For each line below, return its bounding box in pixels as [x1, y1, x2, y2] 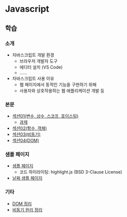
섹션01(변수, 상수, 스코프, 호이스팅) [12, 113, 79, 119]
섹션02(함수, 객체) [12, 126, 47, 131]
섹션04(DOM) [12, 138, 40, 144]
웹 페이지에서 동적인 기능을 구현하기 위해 [19, 82, 97, 87]
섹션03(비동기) [12, 131, 41, 137]
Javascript [5, 3, 50, 15]
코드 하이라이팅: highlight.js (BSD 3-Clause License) [19, 169, 123, 175]
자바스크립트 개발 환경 [12, 52, 55, 58]
